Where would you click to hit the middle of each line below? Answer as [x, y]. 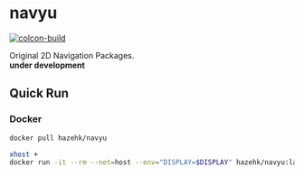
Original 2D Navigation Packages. [72, 55]
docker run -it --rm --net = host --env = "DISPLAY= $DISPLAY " [121, 162]
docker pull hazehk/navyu [58, 138]
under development [47, 65]
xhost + [24, 154]
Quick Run [39, 93]
